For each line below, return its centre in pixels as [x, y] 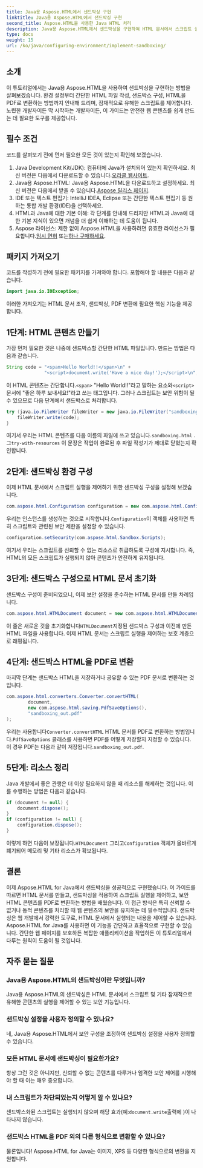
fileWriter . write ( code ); [48, 417]
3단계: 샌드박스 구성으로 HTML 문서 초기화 [81, 579]
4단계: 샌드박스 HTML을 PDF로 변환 [70, 662]
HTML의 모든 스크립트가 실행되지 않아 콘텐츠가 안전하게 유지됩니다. [85, 557]
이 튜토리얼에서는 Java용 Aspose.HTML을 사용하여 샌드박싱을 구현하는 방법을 [98, 87]
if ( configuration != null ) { [44, 819]
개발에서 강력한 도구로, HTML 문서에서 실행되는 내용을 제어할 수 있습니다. [110, 918]
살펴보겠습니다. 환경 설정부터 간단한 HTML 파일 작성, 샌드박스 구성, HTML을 [96, 95]
